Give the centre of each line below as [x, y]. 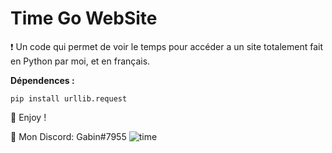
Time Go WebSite [84, 18]
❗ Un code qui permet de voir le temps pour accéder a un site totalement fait [166, 46]
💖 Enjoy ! [28, 117]
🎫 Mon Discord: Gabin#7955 [68, 136]
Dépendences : [42, 80]
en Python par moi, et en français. [80, 61]
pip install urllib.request [69, 98]
